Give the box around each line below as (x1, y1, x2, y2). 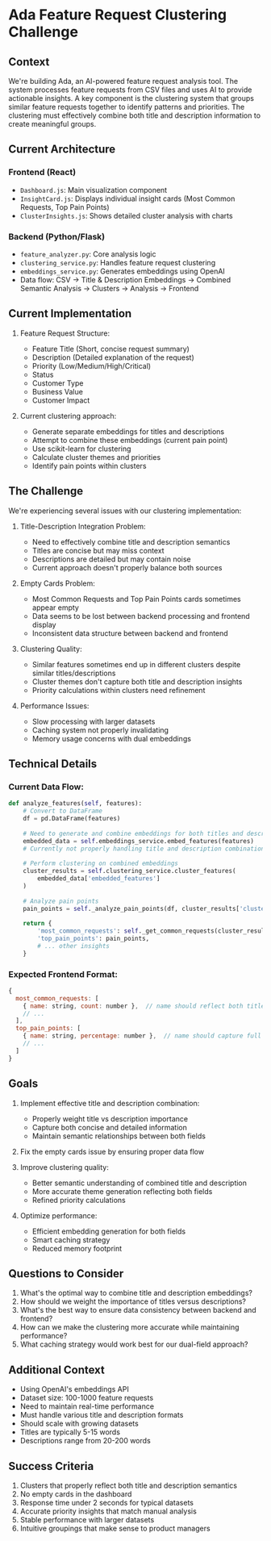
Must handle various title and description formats (19, 1410, 184, 1420)
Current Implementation (8, 307, 132, 320)
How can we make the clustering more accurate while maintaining (19, 1322, 240, 1332)
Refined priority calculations (31, 1195, 127, 1205)
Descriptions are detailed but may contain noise (31, 554, 191, 564)
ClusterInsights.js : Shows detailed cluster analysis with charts (19, 211, 233, 220)
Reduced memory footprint (31, 1243, 123, 1253)
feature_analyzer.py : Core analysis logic (19, 248, 156, 259)
